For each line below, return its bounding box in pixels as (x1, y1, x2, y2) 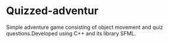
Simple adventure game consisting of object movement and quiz (6, 24, 164, 31)
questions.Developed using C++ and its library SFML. (6, 29, 136, 37)
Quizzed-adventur (6, 4, 99, 18)
